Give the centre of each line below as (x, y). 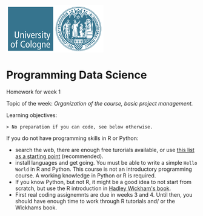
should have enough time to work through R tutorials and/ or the (95, 201)
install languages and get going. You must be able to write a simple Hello (106, 162)
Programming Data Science (77, 75)
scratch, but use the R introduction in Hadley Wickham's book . (93, 188)
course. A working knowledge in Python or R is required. (85, 175)
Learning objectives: (32, 115)
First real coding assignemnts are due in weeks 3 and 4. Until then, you (104, 194)
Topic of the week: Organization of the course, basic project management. (100, 103)
